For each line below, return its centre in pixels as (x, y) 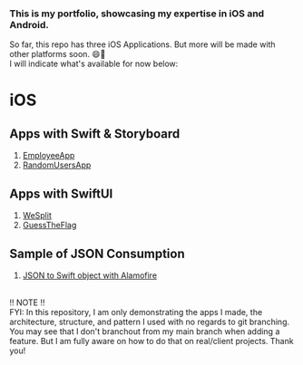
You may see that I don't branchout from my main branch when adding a (145, 331)
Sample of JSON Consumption (97, 253)
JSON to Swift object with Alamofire (89, 275)
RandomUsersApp (57, 165)
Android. (29, 24)
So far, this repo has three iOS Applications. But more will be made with (142, 44)
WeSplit (37, 216)
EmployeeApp (49, 156)
